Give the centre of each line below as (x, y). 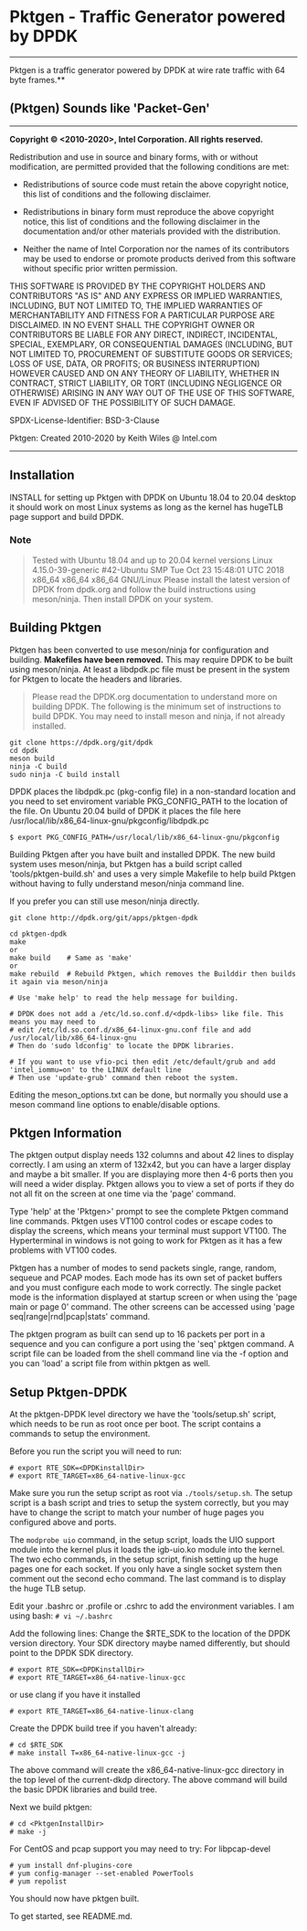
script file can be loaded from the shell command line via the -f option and (149, 1353)
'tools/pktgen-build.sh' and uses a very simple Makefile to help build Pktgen (153, 874)
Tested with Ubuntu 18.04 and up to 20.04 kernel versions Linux (152, 560)
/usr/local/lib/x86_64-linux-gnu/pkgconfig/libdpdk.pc (109, 821)
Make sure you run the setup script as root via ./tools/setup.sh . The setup (151, 1493)
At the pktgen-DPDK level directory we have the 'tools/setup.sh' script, (143, 1415)
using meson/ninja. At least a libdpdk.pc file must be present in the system (150, 669)
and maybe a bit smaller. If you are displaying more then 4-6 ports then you (152, 1174)
